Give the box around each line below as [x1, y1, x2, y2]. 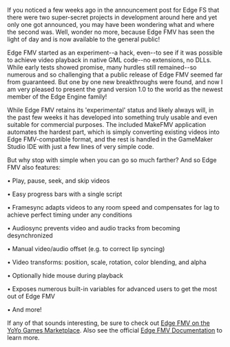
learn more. [7, 334, 40, 341]
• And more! [7, 306, 43, 313]
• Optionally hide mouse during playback [7, 272, 124, 279]
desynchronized [7, 231, 53, 239]
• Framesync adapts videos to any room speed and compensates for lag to [7, 204, 220, 211]
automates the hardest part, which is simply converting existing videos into [7, 128, 220, 136]
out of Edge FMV [7, 293, 55, 300]
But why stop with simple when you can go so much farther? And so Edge [7, 156, 217, 164]
